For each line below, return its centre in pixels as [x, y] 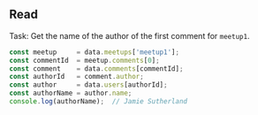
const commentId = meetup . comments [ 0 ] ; [85, 60]
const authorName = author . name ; [71, 93]
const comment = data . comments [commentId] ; [96, 69]
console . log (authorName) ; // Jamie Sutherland [99, 102]
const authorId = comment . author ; [76, 77]
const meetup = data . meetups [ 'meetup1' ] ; [94, 52]
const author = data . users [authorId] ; [88, 85]
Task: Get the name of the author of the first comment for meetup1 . [129, 35]
